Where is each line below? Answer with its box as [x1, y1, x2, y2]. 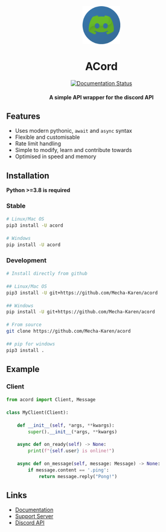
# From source [6, 322, 42, 328]
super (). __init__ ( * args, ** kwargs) [28, 428, 118, 435]
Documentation [14, 506, 54, 514]
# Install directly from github [6, 271, 88, 277]
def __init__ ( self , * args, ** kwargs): [17, 422, 115, 428]
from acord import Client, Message [6, 397, 96, 403]
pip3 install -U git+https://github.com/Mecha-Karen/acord [6, 290, 158, 296]
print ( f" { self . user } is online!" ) [28, 448, 115, 454]
